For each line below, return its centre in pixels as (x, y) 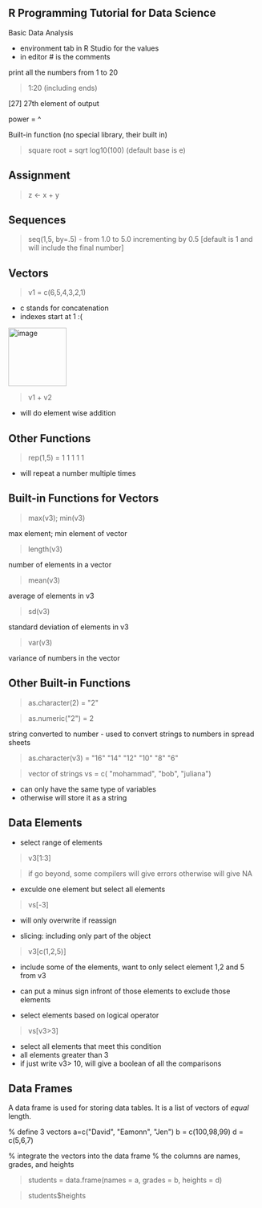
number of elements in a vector (60, 564)
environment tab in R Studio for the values (89, 48)
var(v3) (40, 642)
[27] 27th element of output (54, 103)
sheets (19, 742)
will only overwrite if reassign (69, 920)
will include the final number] (76, 248)
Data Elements (45, 823)
